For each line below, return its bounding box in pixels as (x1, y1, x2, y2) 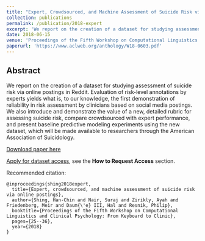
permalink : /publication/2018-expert (6, 20, 103, 26)
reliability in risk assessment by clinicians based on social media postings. (6, 101, 193, 109)
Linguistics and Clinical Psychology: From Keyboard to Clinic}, (6, 213, 176, 219)
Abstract (6, 65, 41, 76)
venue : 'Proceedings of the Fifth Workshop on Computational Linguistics (6, 37, 198, 43)
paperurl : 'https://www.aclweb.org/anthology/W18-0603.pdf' (6, 43, 163, 49)
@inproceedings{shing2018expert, (6, 181, 92, 187)
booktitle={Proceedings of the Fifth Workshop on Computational (12, 207, 179, 214)
